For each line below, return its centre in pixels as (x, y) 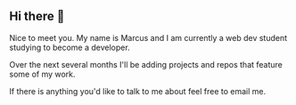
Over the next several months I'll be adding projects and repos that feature (146, 64)
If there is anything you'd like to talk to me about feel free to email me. (138, 91)
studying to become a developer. (70, 47)
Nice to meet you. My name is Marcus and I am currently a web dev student (148, 37)
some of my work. (42, 74)
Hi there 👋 (37, 16)
